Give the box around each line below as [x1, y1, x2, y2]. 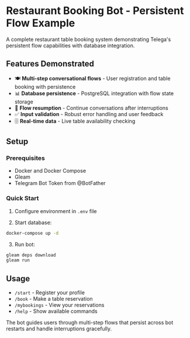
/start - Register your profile [14, 289, 85, 296]
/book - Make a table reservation [14, 295, 93, 302]
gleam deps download [6, 252, 57, 258]
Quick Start [6, 194, 39, 203]
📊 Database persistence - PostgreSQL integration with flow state [14, 89, 174, 97]
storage [14, 98, 33, 105]
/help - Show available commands [14, 308, 98, 315]
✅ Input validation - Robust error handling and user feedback [14, 110, 164, 117]
